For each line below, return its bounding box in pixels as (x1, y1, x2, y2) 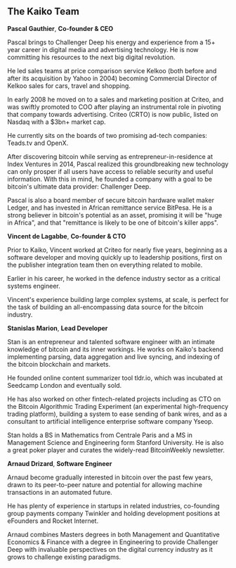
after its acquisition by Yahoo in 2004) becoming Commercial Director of (7, 74, 218, 82)
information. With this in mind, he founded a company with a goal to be (7, 175, 213, 183)
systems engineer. (7, 282, 61, 290)
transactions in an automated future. (7, 488, 112, 496)
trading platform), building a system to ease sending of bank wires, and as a (7, 410, 228, 418)
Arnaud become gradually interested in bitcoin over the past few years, (7, 473, 213, 481)
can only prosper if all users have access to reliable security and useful (7, 167, 214, 175)
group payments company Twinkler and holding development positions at (7, 509, 220, 517)
